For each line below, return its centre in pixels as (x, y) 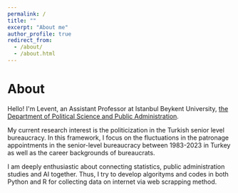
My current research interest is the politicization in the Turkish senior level (116, 130)
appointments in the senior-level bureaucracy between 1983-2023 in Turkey (119, 145)
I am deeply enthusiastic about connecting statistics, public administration (116, 166)
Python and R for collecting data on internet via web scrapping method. (112, 182)
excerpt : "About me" (38, 27)
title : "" (22, 21)
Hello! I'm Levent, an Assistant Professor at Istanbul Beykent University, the (118, 108)
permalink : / (27, 14)
